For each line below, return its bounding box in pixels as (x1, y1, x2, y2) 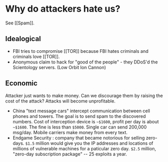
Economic (5, 79, 38, 88)
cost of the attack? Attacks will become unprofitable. (5, 98, 116, 104)
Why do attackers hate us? (5, 3, 121, 15)
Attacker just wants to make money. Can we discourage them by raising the (5, 92, 163, 99)
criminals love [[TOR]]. (12, 53, 60, 59)
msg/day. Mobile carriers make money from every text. (12, 129, 128, 135)
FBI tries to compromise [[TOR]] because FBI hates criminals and (12, 48, 149, 54)
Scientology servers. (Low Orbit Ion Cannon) (12, 64, 107, 70)
